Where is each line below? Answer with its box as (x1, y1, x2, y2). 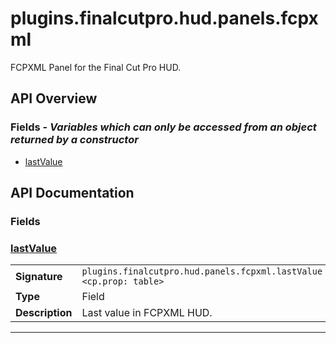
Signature (15, 270, 63, 284)
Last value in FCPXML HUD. (81, 306, 213, 320)
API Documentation (10, 185, 135, 202)
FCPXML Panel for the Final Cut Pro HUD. (10, 61, 182, 73)
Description (15, 306, 73, 320)
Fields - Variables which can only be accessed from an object (10, 120, 317, 134)
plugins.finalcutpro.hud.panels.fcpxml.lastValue (81, 266, 323, 277)
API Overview (10, 90, 98, 107)
